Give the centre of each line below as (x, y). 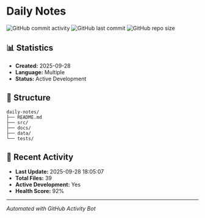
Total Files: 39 (34, 178)
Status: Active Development (51, 79)
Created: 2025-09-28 (43, 66)
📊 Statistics (30, 48)
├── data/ (19, 133)
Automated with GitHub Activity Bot (51, 209)
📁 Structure (28, 98)
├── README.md (24, 117)
